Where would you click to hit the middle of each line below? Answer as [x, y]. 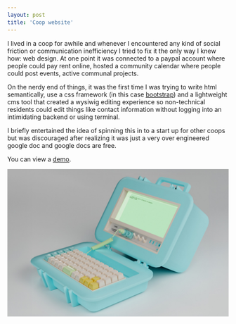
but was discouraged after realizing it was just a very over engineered [108, 138]
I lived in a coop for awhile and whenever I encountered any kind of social [114, 43]
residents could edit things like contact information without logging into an [114, 109]
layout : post [26, 15]
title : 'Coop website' [40, 22]
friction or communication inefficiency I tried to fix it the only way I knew [112, 51]
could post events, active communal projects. [73, 73]
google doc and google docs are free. [62, 145]
